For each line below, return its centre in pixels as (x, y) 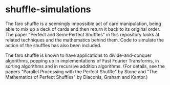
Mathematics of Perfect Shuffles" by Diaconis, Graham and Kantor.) (77, 77)
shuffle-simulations (48, 9)
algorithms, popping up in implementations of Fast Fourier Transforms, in (82, 60)
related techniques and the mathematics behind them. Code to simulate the (85, 40)
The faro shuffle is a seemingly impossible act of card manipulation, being (83, 24)
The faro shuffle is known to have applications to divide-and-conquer (79, 55)
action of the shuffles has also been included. (53, 45)
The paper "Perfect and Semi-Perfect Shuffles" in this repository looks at (82, 34)
